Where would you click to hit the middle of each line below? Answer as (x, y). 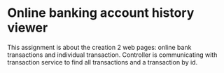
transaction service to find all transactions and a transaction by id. (103, 62)
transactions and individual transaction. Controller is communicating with (112, 55)
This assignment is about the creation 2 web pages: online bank (99, 47)
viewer (28, 28)
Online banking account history (101, 13)
